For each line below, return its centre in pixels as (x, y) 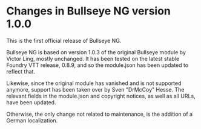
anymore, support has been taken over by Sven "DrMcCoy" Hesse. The (95, 89)
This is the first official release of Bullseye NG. (64, 40)
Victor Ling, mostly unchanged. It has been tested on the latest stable (93, 58)
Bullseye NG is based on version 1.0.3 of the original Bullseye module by (96, 52)
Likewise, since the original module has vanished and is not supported (94, 83)
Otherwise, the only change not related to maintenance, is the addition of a (99, 114)
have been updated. (31, 102)
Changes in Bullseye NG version (89, 11)
